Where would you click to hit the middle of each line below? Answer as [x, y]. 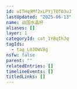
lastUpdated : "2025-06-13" [39, 17]
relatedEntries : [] [30, 66]
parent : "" [19, 60]
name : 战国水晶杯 [25, 22]
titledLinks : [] [26, 77]
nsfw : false [20, 55]
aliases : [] [20, 28]
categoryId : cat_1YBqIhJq [37, 39]
